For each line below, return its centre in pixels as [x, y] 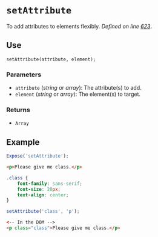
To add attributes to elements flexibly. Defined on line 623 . [79, 26]
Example [23, 142]
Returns [18, 110]
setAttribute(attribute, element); [51, 59]
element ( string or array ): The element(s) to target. [78, 94]
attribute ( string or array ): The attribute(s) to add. [78, 88]
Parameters [24, 75]
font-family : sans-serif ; [50, 184]
